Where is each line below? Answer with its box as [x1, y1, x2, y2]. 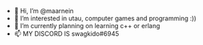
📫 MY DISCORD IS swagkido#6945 [13, 30, 119, 38]
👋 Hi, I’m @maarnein [13, 7, 75, 15]
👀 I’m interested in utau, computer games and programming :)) [13, 14, 197, 22]
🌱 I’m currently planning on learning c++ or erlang [13, 22, 160, 30]
